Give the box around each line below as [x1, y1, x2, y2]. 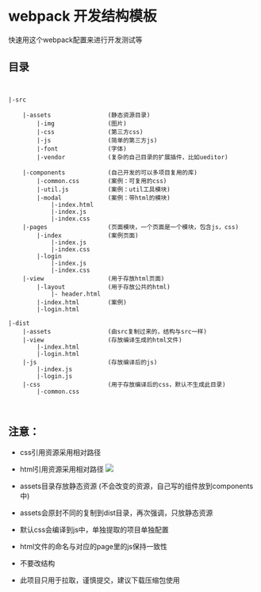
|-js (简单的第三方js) [36, 136, 158, 144]
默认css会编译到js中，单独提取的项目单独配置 [19, 525, 169, 534]
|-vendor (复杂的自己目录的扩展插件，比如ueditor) [36, 153, 228, 161]
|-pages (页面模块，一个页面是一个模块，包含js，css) [22, 223, 240, 231]
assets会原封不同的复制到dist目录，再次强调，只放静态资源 [19, 508, 213, 518]
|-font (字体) [36, 144, 127, 153]
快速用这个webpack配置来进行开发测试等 [8, 35, 143, 44]
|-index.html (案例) [36, 298, 127, 306]
